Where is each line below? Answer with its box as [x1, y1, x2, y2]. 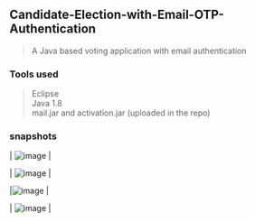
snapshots [9, 130, 57, 143]
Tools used [9, 68, 59, 80]
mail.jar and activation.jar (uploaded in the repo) [31, 107, 211, 118]
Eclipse [31, 88, 60, 99]
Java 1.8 [31, 98, 63, 109]
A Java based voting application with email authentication [31, 45, 247, 56]
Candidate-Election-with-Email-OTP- [9, 7, 224, 23]
